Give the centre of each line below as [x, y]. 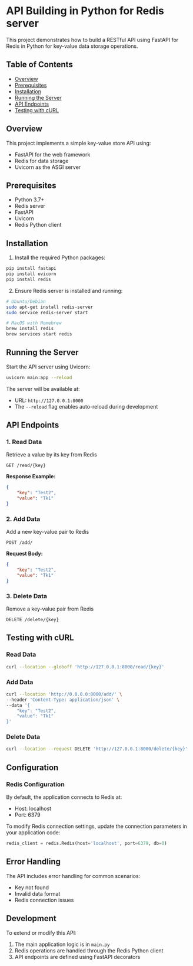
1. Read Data [24, 442]
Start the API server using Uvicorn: [48, 367]
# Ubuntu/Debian [26, 301]
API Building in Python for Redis [85, 11]
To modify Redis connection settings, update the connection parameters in [96, 826]
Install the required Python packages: [60, 257]
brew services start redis [39, 334]
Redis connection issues [44, 900]
